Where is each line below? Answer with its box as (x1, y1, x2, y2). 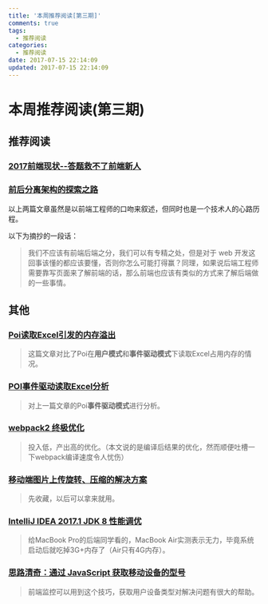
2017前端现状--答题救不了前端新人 (8, 161, 141, 172)
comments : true (8, 19, 59, 27)
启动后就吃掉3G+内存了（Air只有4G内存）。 (27, 545, 170, 555)
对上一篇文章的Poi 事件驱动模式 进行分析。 (27, 400, 165, 410)
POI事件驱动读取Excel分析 (8, 381, 109, 392)
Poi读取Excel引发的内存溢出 (8, 329, 116, 340)
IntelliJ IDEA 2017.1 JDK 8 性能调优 (8, 516, 142, 527)
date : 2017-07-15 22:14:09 (8, 57, 98, 65)
